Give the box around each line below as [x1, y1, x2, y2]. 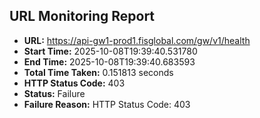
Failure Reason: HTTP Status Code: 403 [23, 98, 191, 110]
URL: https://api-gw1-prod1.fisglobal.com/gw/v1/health [23, 34, 251, 46]
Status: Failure [23, 87, 86, 99]
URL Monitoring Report [9, 8, 156, 25]
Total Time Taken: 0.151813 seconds [23, 66, 174, 78]
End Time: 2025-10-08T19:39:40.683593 [23, 55, 196, 68]
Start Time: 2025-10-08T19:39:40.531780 [23, 45, 198, 57]
